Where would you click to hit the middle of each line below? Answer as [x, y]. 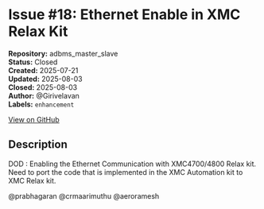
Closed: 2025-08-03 [43, 87]
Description [38, 145]
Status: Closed [33, 62]
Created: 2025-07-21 [43, 70]
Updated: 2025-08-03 [45, 79]
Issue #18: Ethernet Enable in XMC [124, 15]
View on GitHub [34, 119]
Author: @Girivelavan [44, 95]
